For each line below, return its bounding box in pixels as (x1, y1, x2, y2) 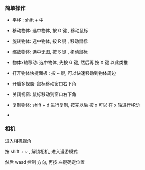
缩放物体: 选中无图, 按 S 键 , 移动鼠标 (12, 49, 88, 55)
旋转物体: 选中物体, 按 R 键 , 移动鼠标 (12, 38, 88, 44)
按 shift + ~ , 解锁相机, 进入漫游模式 (5, 148, 78, 154)
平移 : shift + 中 (12, 17, 44, 23)
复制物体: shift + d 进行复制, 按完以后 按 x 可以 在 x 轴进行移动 (12, 102, 140, 108)
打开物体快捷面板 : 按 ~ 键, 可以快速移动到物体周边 (12, 70, 116, 76)
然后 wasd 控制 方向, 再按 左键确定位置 (5, 159, 85, 165)
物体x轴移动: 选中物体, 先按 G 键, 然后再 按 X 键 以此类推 (12, 59, 128, 66)
